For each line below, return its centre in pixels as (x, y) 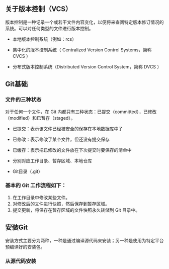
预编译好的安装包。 (25, 247)
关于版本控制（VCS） (39, 9)
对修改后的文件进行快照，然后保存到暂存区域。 (61, 204)
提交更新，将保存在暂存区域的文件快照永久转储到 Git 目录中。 (76, 210)
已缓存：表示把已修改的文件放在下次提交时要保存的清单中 (72, 150)
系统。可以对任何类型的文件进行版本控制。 (49, 28)
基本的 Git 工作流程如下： (36, 186)
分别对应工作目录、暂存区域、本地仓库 (52, 160)
